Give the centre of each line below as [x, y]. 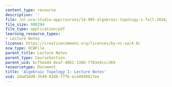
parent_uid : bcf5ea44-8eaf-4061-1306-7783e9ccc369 [60, 62]
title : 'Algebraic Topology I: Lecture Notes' [56, 72]
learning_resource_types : [33, 34]
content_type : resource [31, 10]
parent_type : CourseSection [35, 58]
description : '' [23, 15]
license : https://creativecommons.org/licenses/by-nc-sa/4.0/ [73, 43]
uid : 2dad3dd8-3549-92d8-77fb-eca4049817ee [52, 77]
